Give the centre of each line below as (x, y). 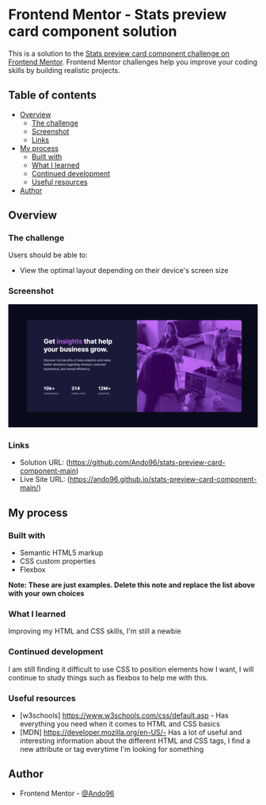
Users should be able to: (48, 255)
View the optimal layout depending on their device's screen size (124, 271)
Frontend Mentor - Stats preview (118, 15)
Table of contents (52, 96)
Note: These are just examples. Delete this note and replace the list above (132, 585)
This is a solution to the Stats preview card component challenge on (119, 53)
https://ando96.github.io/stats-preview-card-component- (163, 480)
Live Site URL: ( (45, 480)
